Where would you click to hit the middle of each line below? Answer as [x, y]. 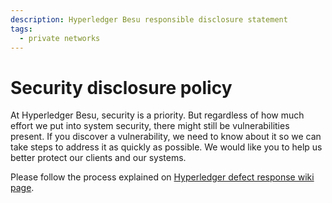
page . [22, 188]
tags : [21, 29]
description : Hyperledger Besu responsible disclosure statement [149, 19]
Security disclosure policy [121, 87]
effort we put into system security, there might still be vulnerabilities [150, 126]
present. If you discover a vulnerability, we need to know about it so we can [166, 137]
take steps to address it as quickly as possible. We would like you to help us [166, 147]
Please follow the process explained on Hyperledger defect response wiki [162, 177]
